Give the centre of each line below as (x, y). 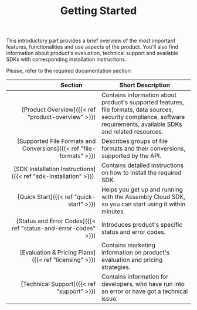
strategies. (116, 267)
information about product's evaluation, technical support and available (92, 53)
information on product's (136, 253)
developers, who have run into (143, 284)
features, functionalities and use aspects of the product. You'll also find (92, 47)
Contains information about (139, 95)
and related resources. (133, 132)
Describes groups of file (135, 141)
